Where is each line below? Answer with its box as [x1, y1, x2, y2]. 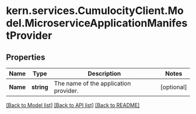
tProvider [6, 29, 52, 42]
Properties [6, 52, 45, 62]
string [31, 83, 48, 91]
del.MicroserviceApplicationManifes [6, 16, 188, 30]
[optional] [160, 83, 187, 91]
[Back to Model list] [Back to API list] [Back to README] [6, 102, 140, 109]
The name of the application [54, 80, 131, 87]
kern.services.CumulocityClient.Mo [6, 4, 184, 18]
